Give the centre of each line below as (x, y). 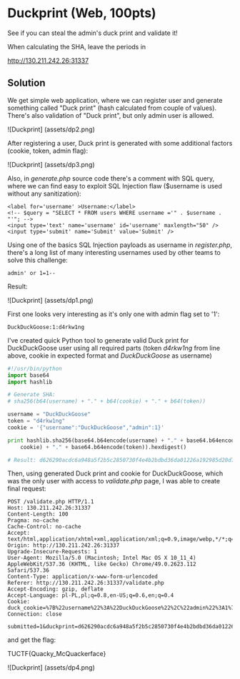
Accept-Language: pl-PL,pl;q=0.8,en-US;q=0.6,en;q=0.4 (91, 595)
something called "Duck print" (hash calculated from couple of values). (112, 108)
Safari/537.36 (29, 570)
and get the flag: (31, 640)
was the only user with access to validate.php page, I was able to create (114, 481)
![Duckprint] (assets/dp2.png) (51, 129)
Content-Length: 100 (38, 514)
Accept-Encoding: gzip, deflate (55, 589)
